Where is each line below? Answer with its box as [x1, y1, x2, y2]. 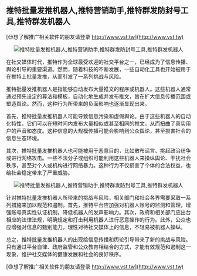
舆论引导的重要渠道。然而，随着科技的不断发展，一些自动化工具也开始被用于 [6, 65, 191, 72]
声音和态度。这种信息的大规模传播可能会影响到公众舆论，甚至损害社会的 [16, 127, 191, 134]
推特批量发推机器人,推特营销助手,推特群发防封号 [6, 5, 181, 16]
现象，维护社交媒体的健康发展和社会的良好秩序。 [6, 250, 124, 257]
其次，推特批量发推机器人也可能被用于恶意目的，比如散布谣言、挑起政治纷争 [6, 147, 191, 154]
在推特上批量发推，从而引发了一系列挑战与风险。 [6, 73, 124, 80]
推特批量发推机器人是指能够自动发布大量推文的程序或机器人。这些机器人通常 [6, 85, 191, 92]
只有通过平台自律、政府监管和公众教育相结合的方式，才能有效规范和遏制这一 [6, 243, 191, 250]
